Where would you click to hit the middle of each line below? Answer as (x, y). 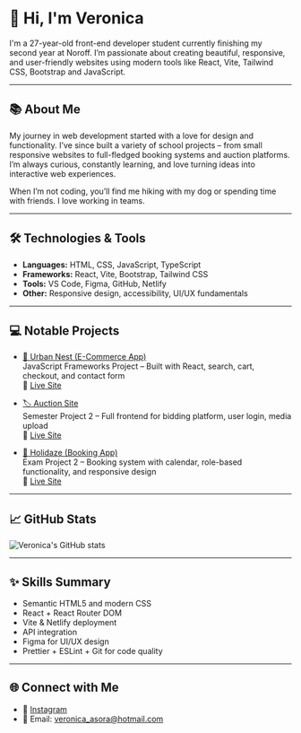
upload (35, 426)
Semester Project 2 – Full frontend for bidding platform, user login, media (157, 416)
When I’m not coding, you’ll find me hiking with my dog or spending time (143, 191)
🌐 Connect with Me (64, 688)
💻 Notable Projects (64, 331)
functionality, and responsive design (89, 472)
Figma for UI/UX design (65, 641)
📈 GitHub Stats (53, 519)
